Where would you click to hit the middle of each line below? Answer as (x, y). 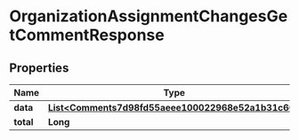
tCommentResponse (87, 35)
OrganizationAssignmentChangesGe (149, 16)
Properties (39, 68)
